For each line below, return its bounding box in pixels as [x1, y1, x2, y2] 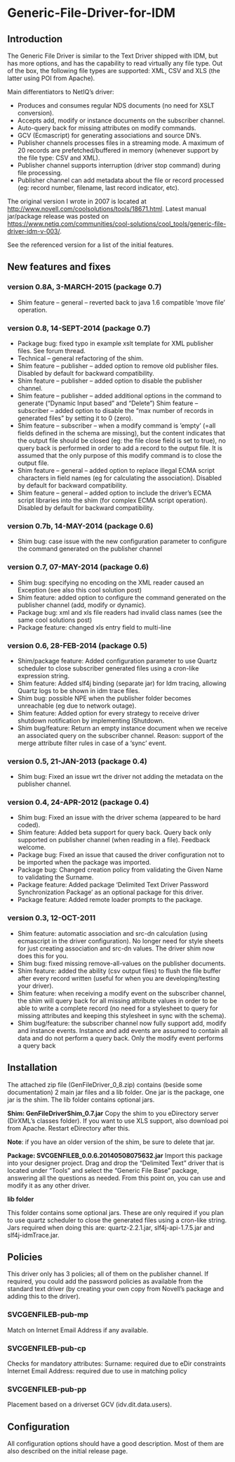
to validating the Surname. [17, 873, 94, 882]
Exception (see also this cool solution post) [17, 585, 142, 594]
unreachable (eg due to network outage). [17, 701, 137, 710]
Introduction [7, 33, 63, 45]
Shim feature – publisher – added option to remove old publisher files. [17, 361, 219, 370]
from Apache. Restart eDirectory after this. [7, 1124, 130, 1132]
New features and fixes [7, 261, 111, 273]
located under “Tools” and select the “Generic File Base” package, [7, 1166, 199, 1174]
